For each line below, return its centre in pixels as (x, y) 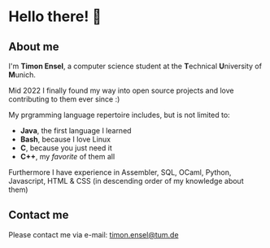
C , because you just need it (66, 148)
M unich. (22, 75)
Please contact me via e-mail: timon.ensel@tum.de (94, 234)
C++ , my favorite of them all (67, 157)
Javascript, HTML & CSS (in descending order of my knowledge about (126, 181)
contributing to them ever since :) (64, 99)
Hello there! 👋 (55, 17)
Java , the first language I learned (76, 131)
